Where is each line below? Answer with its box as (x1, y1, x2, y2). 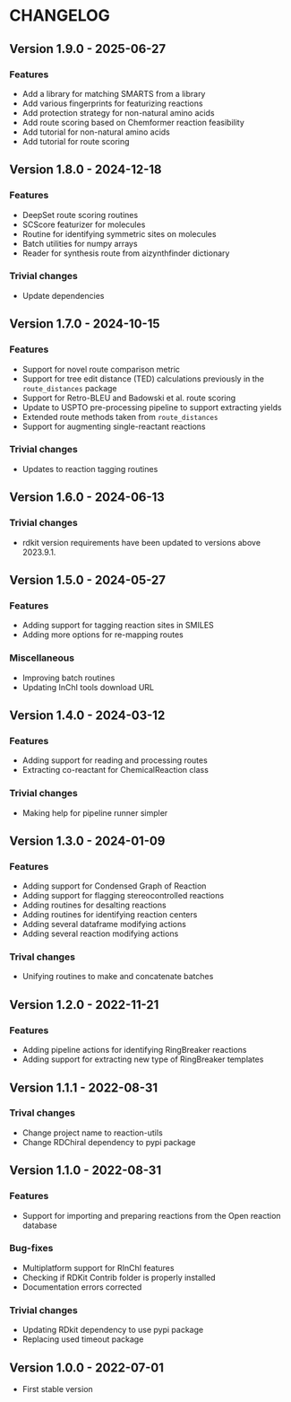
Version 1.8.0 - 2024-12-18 (9, 162, 163, 178)
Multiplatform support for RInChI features (21, 1262, 175, 1273)
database (21, 1220, 57, 1231)
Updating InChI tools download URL (21, 681, 155, 692)
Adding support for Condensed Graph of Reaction (21, 881, 207, 891)
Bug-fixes (9, 1242, 54, 1255)
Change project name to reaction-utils (21, 1127, 163, 1138)
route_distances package (21, 382, 117, 393)
